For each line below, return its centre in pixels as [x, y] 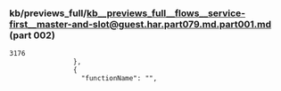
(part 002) [32, 35]
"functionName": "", [119, 78]
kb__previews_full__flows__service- [166, 13]
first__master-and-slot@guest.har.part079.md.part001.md [140, 24]
